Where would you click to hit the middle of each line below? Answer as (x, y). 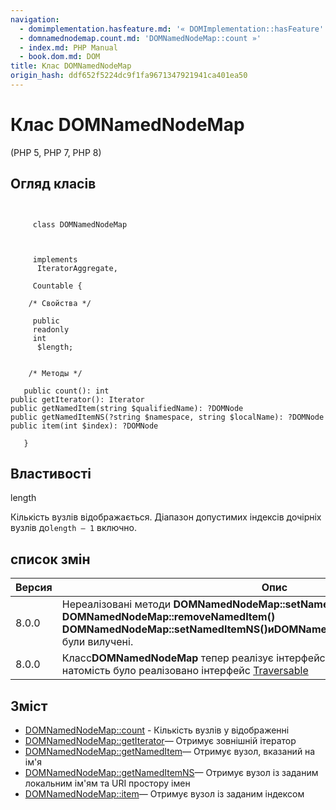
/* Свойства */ (60, 303)
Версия (34, 588)
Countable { (57, 286)
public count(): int (66, 391)
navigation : (35, 19)
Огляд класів (53, 184)
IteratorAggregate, (77, 268)
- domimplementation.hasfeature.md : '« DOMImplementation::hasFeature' (172, 29)
